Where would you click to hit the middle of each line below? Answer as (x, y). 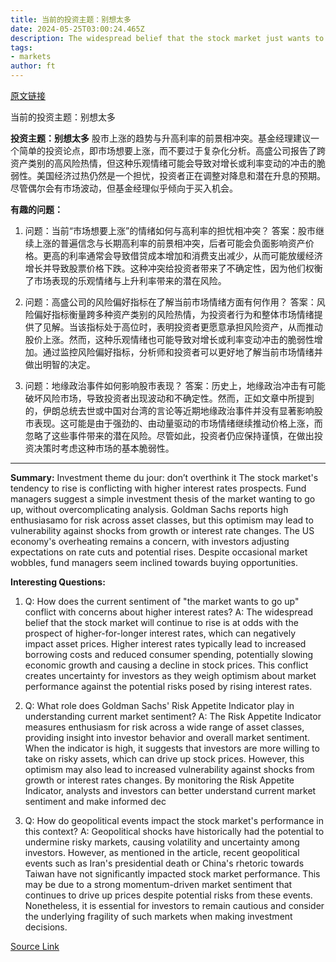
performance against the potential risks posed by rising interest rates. (168, 686)
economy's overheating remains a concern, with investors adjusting (150, 541)
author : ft (33, 66)
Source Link (35, 946)
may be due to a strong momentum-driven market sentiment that (158, 884)
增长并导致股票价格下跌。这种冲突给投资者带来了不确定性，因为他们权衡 (173, 268)
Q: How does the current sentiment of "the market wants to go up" (162, 601)
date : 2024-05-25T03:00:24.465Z (77, 29)
